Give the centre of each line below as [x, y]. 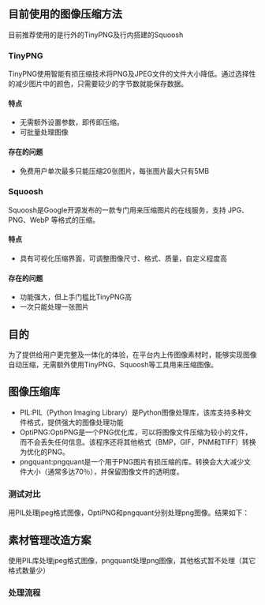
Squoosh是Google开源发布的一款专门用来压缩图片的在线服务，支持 [117, 210]
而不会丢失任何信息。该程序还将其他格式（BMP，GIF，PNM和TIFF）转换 [138, 442]
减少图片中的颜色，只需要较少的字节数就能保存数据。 [101, 84]
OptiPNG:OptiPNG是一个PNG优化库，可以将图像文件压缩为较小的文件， [136, 432]
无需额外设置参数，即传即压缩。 [71, 122]
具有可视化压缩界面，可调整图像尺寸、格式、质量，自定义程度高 [123, 258]
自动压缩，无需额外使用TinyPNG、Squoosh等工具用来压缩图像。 [113, 365]
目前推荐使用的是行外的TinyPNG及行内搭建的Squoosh [96, 35]
